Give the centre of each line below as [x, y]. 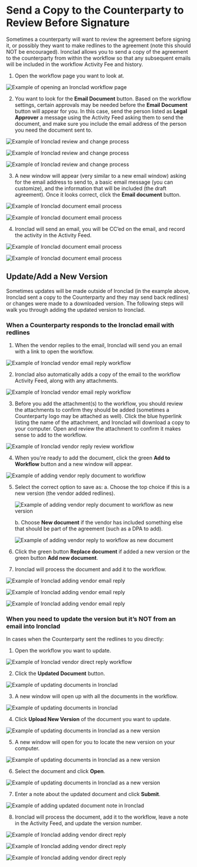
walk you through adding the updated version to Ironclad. [76, 309]
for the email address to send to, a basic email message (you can [94, 182]
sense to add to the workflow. [51, 435]
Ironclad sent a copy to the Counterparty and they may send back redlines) [97, 297]
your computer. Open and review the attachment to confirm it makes [98, 429]
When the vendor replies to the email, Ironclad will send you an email [98, 346]
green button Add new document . [56, 558]
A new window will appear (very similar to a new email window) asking [100, 175]
